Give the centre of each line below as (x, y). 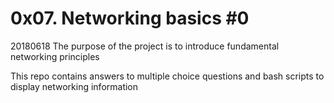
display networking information (74, 86)
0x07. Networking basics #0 (130, 18)
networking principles (55, 56)
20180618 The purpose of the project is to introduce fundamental (145, 46)
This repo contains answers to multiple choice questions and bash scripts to (167, 76)
